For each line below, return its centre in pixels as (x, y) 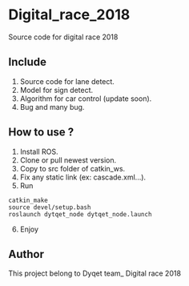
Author (26, 254)
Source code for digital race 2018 (63, 37)
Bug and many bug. (52, 107)
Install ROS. (39, 151)
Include (27, 62)
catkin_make (28, 200)
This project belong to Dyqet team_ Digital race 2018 (95, 273)
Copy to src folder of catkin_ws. (72, 168)
